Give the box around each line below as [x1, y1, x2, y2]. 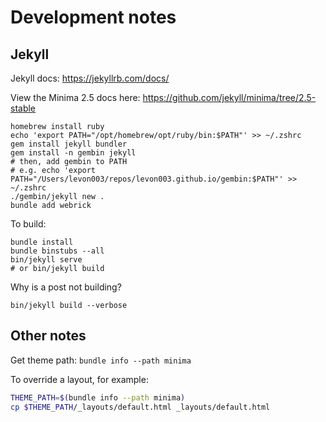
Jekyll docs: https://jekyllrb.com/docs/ [10, 72, 170, 84]
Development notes [10, 6, 177, 29]
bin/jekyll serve [10, 255, 83, 265]
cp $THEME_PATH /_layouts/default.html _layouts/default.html [10, 402, 271, 412]
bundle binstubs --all [10, 246, 105, 256]
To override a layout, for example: [10, 373, 149, 385]
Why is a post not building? [10, 281, 122, 293]
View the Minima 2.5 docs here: [10, 92, 141, 103]
